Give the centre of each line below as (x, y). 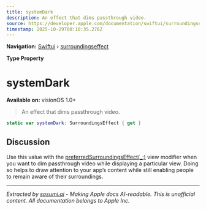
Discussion (28, 142)
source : (16, 23)
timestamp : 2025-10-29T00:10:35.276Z (55, 29)
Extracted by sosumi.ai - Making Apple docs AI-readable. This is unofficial (101, 194)
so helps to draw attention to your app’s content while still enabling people (100, 170)
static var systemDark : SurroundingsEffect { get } (74, 123)
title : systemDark (30, 12)
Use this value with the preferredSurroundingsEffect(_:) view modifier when (102, 157)
